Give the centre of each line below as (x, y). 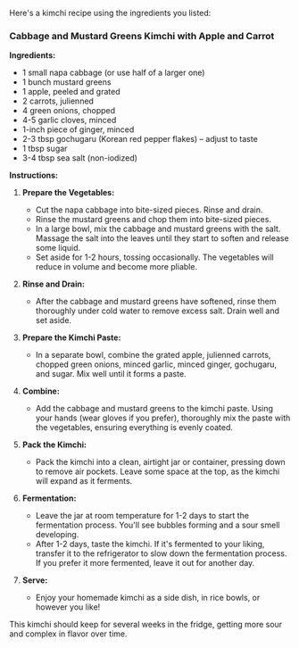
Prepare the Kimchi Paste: (71, 337)
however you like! (68, 607)
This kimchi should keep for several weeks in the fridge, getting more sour (146, 625)
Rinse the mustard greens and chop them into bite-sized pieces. (154, 220)
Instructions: (34, 175)
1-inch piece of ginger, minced (78, 129)
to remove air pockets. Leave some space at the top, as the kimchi (158, 471)
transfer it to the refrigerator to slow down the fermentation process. (161, 553)
